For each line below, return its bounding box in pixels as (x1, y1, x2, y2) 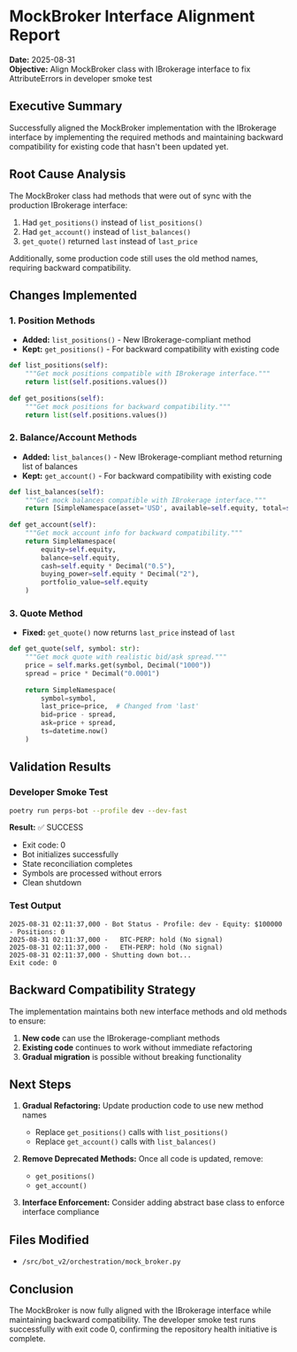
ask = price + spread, (41, 719, 117, 728)
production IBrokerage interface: (9, 199, 128, 210)
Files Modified (9, 1232, 90, 1248)
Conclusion (9, 1281, 74, 1296)
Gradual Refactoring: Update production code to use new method (21, 1101, 263, 1111)
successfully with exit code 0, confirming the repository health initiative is (9, 1324, 278, 1334)
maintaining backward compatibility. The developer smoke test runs (9, 1314, 256, 1325)
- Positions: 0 (9, 927, 65, 936)
